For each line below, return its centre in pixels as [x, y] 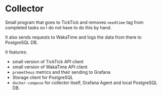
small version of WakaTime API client [50, 67]
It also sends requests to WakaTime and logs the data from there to [73, 37]
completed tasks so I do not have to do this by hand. [59, 27]
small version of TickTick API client [48, 61]
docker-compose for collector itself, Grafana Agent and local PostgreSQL [85, 83]
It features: [16, 52]
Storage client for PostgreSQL [43, 77]
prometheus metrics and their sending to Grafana [61, 72]
